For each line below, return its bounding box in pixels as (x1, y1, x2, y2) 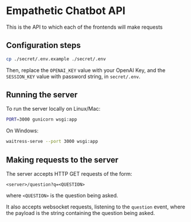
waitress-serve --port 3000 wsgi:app (6, 139, 98, 145)
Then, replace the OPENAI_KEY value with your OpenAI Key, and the (6, 66, 166, 74)
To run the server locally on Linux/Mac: (6, 105, 101, 112)
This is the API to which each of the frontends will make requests (6, 23, 163, 30)
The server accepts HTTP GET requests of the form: (6, 170, 132, 177)
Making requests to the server (6, 155, 119, 165)
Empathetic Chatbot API (6, 4, 126, 18)
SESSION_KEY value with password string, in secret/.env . (6, 73, 141, 80)
